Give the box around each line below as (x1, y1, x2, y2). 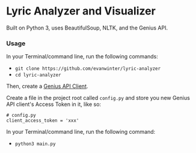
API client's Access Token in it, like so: (6, 101, 101, 108)
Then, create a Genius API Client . (6, 83, 88, 90)
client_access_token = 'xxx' (6, 117, 79, 124)
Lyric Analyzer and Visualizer (6, 4, 156, 18)
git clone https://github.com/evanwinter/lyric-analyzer (14, 66, 161, 72)
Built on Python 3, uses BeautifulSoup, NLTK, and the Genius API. (6, 24, 168, 31)
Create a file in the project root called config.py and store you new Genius (6, 95, 191, 102)
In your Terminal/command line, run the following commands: (6, 53, 158, 60)
